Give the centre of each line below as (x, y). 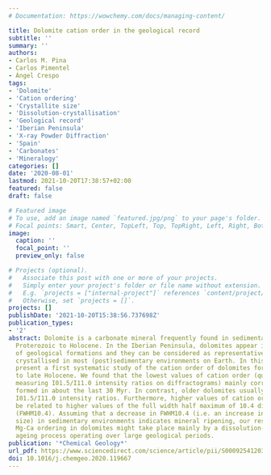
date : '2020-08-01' (41, 174)
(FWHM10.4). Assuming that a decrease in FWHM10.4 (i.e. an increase (135, 414)
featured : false (35, 189)
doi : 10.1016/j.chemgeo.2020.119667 (70, 458)
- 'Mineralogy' (34, 159)
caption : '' (36, 241)
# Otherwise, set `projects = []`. (72, 300)
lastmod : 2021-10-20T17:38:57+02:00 (70, 181)
